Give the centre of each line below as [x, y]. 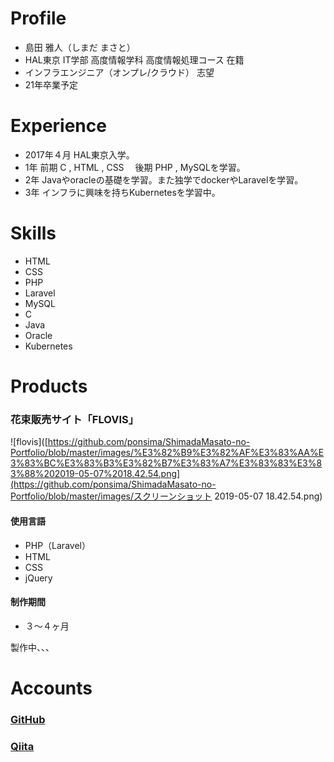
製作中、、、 [32, 647]
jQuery [38, 578]
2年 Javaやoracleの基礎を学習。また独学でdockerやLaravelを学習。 [164, 179]
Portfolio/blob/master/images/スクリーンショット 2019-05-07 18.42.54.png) [166, 496]
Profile [38, 18]
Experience [58, 126]
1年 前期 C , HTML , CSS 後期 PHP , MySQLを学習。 [135, 167]
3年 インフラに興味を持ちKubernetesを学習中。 [122, 192]
